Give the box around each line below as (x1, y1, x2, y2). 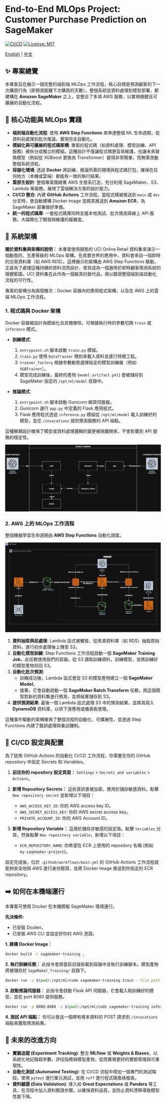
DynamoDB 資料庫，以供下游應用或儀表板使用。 (12, 706, 111, 712)
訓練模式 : (12, 336, 31, 342)
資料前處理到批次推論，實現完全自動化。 (12, 136, 95, 142)
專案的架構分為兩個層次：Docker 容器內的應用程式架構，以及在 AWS (5, 288, 145, 294)
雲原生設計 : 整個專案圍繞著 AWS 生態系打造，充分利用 (12, 179, 123, 185)
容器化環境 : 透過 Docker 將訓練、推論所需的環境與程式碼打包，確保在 (12, 167, 154, 173)
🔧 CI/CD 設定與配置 (5, 738, 64, 747)
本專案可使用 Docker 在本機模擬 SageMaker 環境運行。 (5, 903, 117, 909)
